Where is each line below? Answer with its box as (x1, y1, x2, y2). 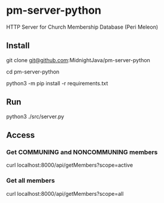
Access (6, 130, 35, 140)
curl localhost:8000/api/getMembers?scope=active (6, 162, 133, 169)
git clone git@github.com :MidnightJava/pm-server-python (6, 56, 151, 63)
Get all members (6, 177, 55, 185)
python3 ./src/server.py (6, 113, 65, 120)
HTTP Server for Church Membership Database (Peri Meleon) (6, 23, 159, 30)
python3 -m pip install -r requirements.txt (6, 79, 108, 87)
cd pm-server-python (6, 68, 60, 75)
